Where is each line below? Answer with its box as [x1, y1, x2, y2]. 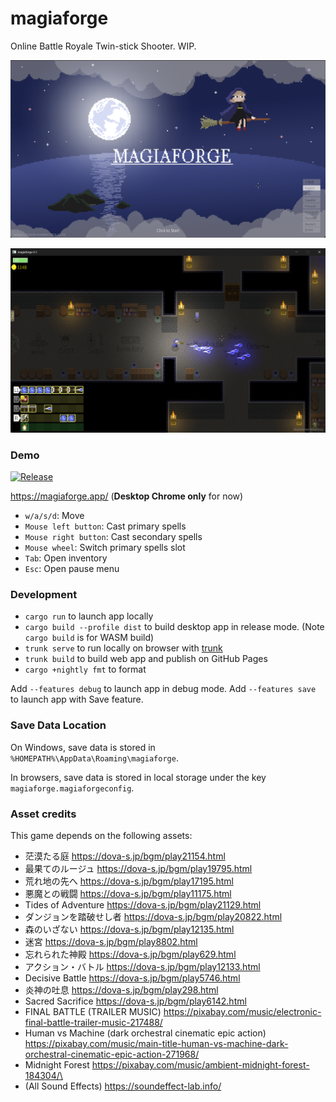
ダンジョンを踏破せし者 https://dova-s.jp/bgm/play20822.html [24, 910, 283, 922]
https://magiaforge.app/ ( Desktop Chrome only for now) [10, 490, 244, 502]
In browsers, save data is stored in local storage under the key [10, 771, 267, 783]
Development [10, 587, 78, 601]
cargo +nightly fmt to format [24, 663, 147, 676]
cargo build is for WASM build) [24, 632, 155, 644]
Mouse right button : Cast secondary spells [24, 531, 203, 543]
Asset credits [10, 807, 77, 821]
